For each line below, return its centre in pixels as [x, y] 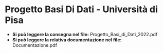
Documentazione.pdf [35, 45]
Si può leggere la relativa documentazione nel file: [67, 40]
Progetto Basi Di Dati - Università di [81, 9]
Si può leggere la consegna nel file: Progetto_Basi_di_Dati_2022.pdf [85, 34]
